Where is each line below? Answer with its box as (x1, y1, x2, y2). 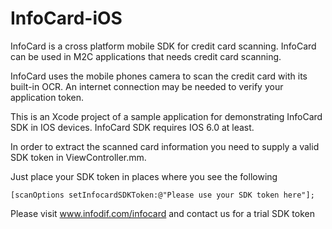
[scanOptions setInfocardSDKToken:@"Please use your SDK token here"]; (10, 190, 315, 200)
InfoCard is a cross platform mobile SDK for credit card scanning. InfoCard (10, 40, 317, 52)
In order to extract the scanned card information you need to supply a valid (10, 140, 320, 152)
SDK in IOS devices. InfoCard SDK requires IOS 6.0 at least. (10, 121, 255, 133)
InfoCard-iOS (10, 7, 123, 30)
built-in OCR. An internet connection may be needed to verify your (10, 80, 284, 92)
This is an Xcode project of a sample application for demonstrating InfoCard (10, 110, 323, 122)
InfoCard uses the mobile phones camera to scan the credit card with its (10, 70, 308, 82)
